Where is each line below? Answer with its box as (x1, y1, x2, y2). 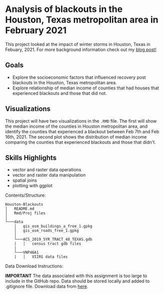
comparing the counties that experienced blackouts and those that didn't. (5, 139, 156, 145)
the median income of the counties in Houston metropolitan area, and (5, 123, 148, 129)
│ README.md (5, 206, 35, 212)
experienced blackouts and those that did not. (12, 90, 107, 96)
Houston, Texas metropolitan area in (5, 14, 159, 25)
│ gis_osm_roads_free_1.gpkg (14, 228, 79, 233)
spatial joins (12, 177, 37, 183)
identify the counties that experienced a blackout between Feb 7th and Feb (5, 128, 160, 134)
